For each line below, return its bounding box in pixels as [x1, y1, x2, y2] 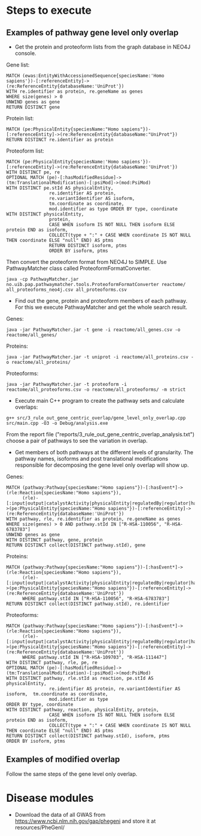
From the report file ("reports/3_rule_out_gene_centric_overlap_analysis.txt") [6, 431, 195, 437]
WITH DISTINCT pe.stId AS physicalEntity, [6, 185, 114, 191]
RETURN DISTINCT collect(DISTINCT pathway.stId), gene [6, 542, 146, 548]
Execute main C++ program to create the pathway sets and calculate [14, 397, 185, 404]
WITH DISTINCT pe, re [6, 169, 60, 175]
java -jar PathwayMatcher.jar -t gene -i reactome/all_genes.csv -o [6, 327, 181, 333]
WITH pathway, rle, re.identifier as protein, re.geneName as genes [6, 516, 181, 522]
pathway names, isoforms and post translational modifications [14, 455, 169, 462]
